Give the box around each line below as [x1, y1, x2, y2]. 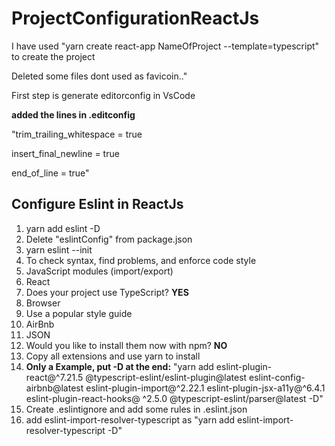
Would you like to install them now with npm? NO [25, 339, 228, 351]
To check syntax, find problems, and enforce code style [25, 254, 257, 266]
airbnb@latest [25, 382, 84, 394]
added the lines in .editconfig [11, 108, 136, 121]
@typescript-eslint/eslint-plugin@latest [85, 371, 248, 383]
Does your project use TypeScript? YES [25, 286, 189, 298]
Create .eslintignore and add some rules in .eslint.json [25, 403, 248, 415]
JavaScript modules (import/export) [25, 265, 174, 277]
